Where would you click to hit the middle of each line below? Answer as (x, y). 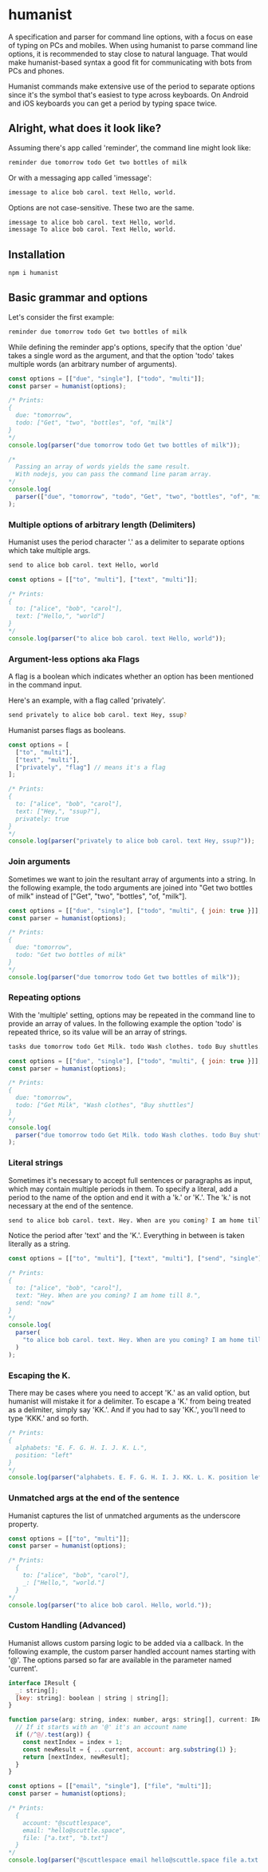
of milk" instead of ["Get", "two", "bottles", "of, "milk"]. (98, 896)
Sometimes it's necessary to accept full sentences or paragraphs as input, (130, 1180)
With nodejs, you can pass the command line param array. (114, 474)
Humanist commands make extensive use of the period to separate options (132, 86)
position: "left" (44, 1455)
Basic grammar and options (78, 298)
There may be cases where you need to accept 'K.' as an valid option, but (129, 1393)
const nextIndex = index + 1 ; (73, 1742)
